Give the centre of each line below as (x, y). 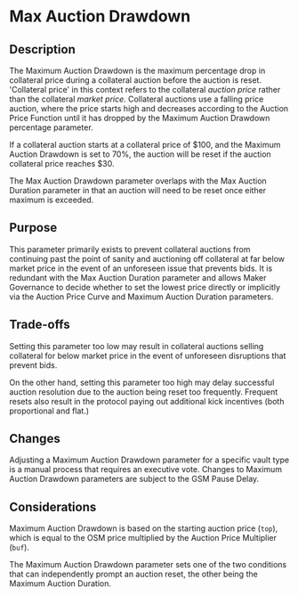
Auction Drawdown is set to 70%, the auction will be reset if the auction (140, 154)
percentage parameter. (51, 127)
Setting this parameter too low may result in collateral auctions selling (137, 346)
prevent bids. (33, 365)
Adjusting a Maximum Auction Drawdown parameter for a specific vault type (149, 460)
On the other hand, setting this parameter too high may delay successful (142, 382)
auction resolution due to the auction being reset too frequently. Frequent (144, 392)
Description (42, 49)
